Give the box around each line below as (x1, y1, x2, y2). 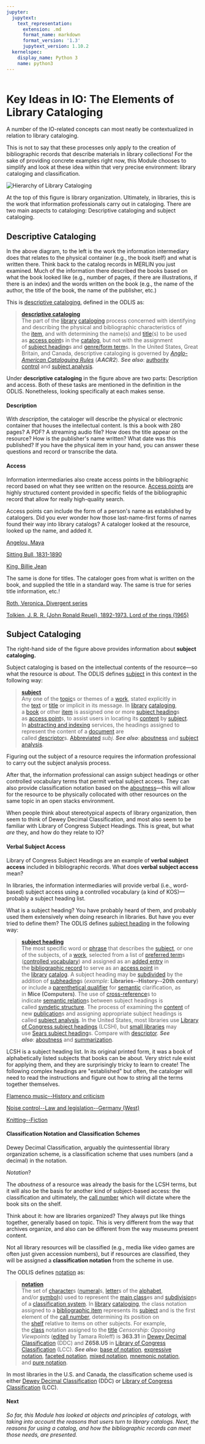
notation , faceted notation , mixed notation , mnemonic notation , (21, 1352, 181, 1359)
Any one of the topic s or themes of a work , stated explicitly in (21, 695, 176, 703)
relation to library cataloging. (6, 132, 79, 139)
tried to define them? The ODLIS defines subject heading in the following (6, 919, 190, 927)
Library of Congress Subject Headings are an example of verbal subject (6, 856, 188, 864)
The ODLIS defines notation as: (6, 1268, 85, 1276)
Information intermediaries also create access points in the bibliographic (6, 475, 188, 483)
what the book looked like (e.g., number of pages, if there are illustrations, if (6, 274, 198, 281)
